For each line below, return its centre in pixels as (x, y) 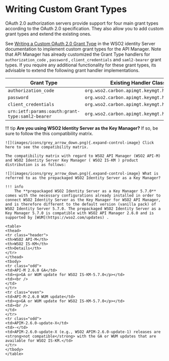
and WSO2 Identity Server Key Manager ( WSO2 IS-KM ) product (72, 160)
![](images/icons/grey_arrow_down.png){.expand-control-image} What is (82, 173)
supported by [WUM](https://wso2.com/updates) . (57, 217)
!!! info (14, 187)
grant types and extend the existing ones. (48, 34)
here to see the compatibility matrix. (47, 147)
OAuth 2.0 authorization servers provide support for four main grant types (82, 23)
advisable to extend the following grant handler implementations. (72, 70)
